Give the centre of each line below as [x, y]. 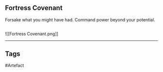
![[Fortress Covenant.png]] [32, 34]
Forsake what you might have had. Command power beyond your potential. [80, 19]
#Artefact [15, 66]
